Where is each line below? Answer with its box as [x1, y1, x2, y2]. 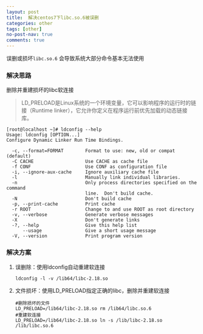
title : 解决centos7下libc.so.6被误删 [6, 15, 99, 21]
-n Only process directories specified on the [12, 180, 198, 186]
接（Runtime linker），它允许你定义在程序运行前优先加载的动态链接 [21, 107, 188, 114]
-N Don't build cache [12, 196, 132, 202]
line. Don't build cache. [84, 190, 154, 197]
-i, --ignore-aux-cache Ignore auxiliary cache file [12, 169, 159, 175]
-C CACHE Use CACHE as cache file [12, 159, 148, 165]
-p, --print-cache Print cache [12, 201, 115, 207]
